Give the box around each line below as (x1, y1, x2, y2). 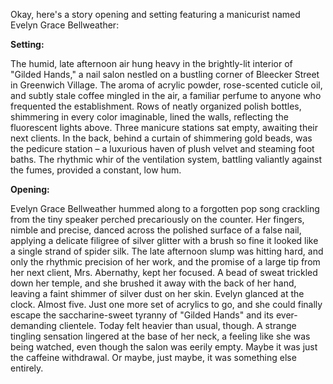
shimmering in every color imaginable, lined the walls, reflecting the (10, 111, 289, 123)
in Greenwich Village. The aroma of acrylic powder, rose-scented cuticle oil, (10, 79, 323, 91)
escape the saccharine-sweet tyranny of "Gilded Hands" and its (10, 309, 274, 321)
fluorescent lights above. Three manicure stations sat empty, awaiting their (10, 122, 319, 133)
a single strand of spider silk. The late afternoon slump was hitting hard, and (10, 245, 324, 257)
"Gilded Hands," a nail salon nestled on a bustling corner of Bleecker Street (10, 69, 320, 80)
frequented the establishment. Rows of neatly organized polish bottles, (10, 100, 302, 112)
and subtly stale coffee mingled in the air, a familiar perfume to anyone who (10, 90, 322, 101)
